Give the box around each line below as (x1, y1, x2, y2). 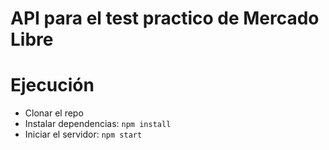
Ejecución (10, 74, 95, 97)
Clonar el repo (24, 107, 84, 119)
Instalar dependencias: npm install (24, 118, 172, 130)
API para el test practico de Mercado (10, 7, 320, 30)
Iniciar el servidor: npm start (24, 128, 143, 141)
